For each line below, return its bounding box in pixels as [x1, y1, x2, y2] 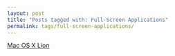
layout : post [7, 10, 45, 17]
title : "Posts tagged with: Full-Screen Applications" [7, 16, 169, 23]
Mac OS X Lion [7, 42, 50, 50]
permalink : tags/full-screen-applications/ [7, 23, 135, 29]
